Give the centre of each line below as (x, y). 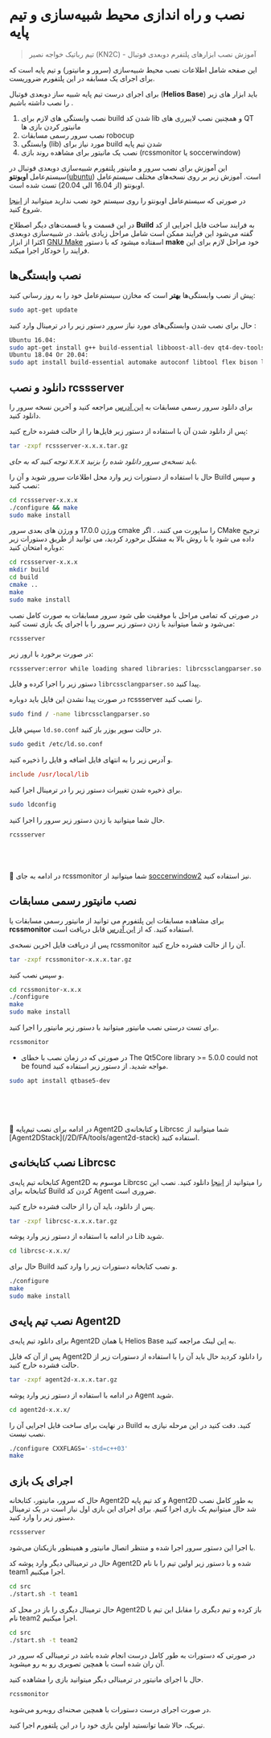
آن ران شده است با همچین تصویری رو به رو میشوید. (87, 1664)
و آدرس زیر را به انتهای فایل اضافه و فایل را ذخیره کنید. (91, 760)
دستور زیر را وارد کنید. (42, 1517)
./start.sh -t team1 (44, 1594)
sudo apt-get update (44, 310)
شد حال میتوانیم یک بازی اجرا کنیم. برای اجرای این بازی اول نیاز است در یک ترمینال (133, 1509)
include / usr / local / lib (49, 774)
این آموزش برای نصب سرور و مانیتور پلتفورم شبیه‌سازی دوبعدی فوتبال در (118, 167)
